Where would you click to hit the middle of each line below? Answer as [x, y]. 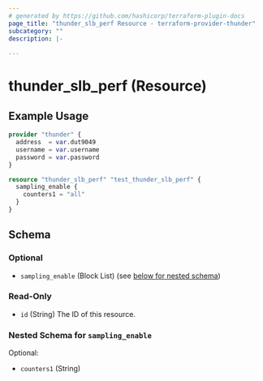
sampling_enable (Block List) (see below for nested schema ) [120, 276]
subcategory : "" [36, 31]
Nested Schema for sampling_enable [80, 335]
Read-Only [30, 297]
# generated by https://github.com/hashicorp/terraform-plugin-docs [127, 16]
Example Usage [49, 116]
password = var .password [58, 157]
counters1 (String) [50, 369]
